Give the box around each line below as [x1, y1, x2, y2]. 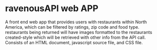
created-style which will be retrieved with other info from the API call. [5, 34, 146, 40]
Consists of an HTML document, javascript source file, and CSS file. [5, 39, 143, 45]
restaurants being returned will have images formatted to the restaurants [5, 29, 153, 35]
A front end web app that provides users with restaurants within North [5, 19, 147, 25]
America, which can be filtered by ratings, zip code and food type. [5, 24, 139, 30]
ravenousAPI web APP [5, 3, 98, 14]
